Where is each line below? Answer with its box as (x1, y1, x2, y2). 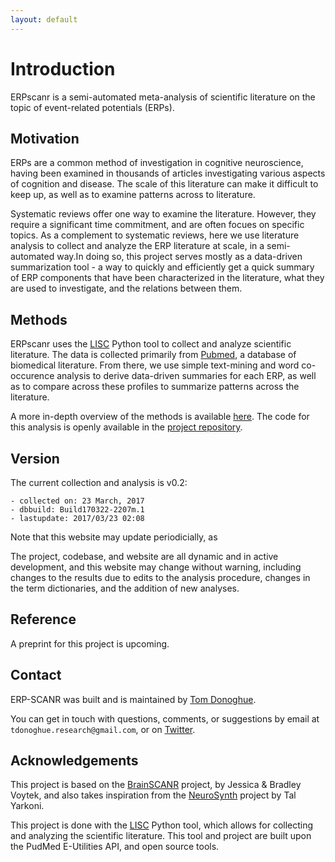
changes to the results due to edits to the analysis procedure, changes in (10, 572, 311, 583)
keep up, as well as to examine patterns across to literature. (10, 189, 256, 201)
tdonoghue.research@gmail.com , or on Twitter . (10, 723, 196, 735)
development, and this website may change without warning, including (10, 561, 302, 573)
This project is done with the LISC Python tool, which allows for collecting (10, 819, 314, 831)
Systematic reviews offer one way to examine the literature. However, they (10, 208, 317, 220)
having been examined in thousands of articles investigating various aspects (10, 167, 326, 180)
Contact (10, 667, 62, 684)
